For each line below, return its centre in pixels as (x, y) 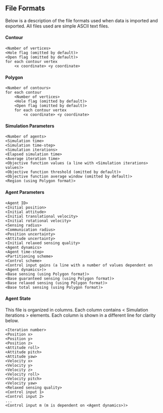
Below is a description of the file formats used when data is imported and (81, 20)
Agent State (18, 298)
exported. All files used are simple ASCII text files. (57, 26)
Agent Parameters (25, 192)
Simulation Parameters (30, 126)
